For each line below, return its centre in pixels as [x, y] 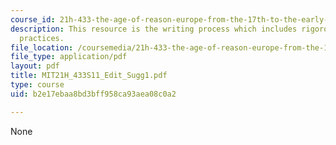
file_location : [42, 47]
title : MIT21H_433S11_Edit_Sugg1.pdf [89, 76]
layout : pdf [35, 66]
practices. [42, 38]
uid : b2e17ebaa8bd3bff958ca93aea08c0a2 [93, 94]
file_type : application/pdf [69, 57]
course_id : [33, 19]
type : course [37, 85]
